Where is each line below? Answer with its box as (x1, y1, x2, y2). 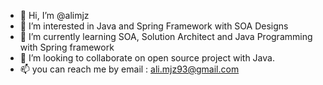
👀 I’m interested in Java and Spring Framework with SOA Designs (19, 20, 289, 32)
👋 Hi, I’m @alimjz (19, 10, 90, 21)
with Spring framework (19, 41, 115, 53)
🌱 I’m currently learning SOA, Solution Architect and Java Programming (19, 31, 313, 42)
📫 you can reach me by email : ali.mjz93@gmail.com (19, 63, 240, 75)
